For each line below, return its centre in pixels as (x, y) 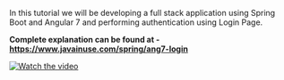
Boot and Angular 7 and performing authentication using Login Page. (136, 22)
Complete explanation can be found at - (85, 40)
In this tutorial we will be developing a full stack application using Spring (142, 13)
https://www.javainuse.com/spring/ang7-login (99, 49)
